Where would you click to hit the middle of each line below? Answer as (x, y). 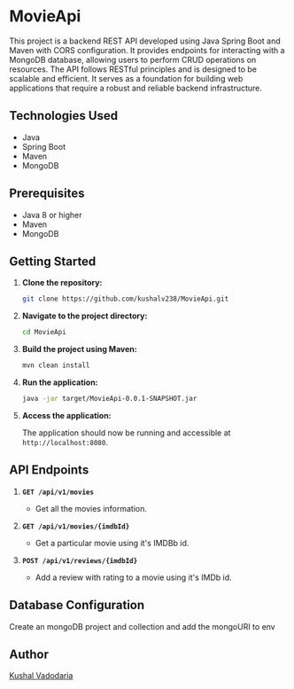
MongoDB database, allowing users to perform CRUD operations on (133, 59)
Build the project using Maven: (79, 349)
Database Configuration (77, 605)
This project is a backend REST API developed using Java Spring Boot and (145, 41)
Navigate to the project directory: (85, 316)
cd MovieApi (44, 333)
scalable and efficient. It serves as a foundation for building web (126, 78)
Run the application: (60, 382)
